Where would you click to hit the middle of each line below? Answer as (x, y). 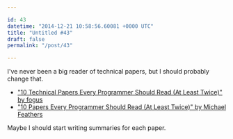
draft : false (26, 39)
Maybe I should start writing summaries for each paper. (87, 128)
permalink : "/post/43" (40, 46)
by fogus (30, 100)
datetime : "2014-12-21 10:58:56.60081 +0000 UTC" (81, 26)
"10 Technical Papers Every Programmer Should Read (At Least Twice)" (120, 92)
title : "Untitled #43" (40, 33)
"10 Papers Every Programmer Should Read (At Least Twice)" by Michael (122, 107)
